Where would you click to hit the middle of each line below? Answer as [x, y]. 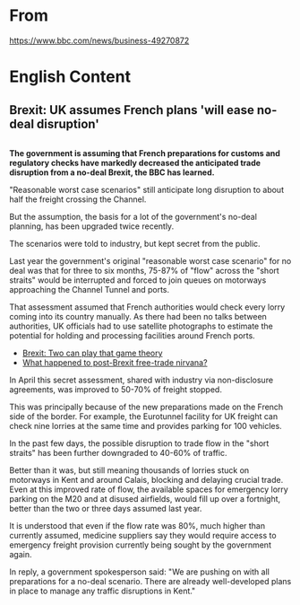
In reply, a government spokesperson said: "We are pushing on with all [140, 572]
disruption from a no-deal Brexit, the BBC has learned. [112, 172]
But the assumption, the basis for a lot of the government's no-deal [133, 216]
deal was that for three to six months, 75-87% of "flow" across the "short [144, 270]
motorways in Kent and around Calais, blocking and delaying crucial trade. [146, 479]
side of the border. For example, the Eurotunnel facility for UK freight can [144, 416]
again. [21, 554]
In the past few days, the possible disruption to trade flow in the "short [139, 443]
